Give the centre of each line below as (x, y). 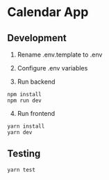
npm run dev (24, 100)
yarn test (22, 170)
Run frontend (36, 113)
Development (37, 38)
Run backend (36, 82)
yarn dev (20, 133)
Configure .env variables (52, 68)
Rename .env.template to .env (60, 54)
